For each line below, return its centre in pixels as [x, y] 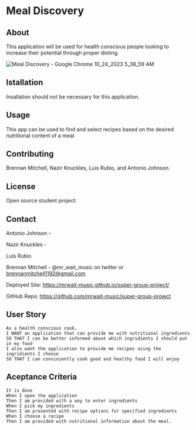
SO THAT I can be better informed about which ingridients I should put [97, 338]
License [21, 186]
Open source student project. [42, 201]
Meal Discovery [45, 11]
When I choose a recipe [35, 416]
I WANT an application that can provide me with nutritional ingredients [98, 333]
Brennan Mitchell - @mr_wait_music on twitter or [65, 268]
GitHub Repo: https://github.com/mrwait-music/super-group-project [89, 296]
